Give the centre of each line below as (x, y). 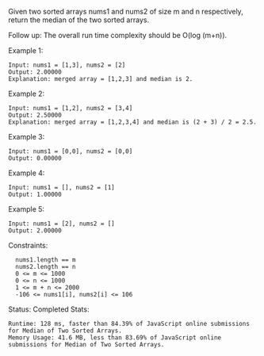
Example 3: (27, 137)
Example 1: (26, 50)
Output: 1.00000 (35, 194)
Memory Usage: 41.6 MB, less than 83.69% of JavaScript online (115, 338)
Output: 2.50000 (35, 115)
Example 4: (27, 173)
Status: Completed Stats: (49, 309)
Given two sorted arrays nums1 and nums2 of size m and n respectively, (126, 11)
